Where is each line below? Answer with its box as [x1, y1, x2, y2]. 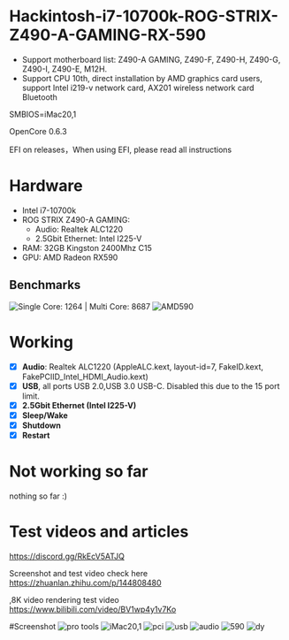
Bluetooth [21, 91, 57, 103]
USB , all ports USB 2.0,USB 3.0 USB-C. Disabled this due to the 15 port [21, 380, 280, 391]
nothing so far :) [9, 491, 68, 501]
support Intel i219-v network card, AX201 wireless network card [21, 82, 255, 93]
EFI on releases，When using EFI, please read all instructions [9, 144, 232, 155]
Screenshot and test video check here [9, 568, 148, 578]
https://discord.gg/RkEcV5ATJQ [9, 551, 125, 561]
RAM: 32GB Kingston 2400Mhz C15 [21, 242, 152, 253]
